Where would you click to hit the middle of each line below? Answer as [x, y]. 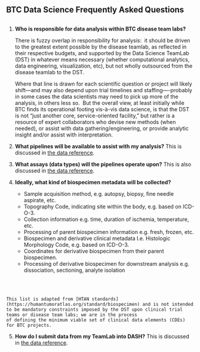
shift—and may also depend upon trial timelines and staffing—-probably [104, 90]
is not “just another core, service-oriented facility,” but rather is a [95, 116]
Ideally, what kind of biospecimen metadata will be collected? [93, 182]
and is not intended [168, 304]
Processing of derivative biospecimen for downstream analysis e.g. [107, 263]
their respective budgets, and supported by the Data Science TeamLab [102, 53]
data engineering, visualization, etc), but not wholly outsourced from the [104, 66]
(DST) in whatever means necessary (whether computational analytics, [102, 59]
